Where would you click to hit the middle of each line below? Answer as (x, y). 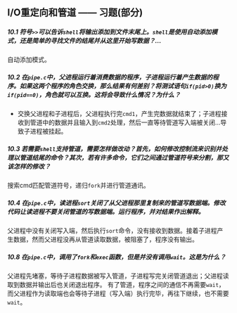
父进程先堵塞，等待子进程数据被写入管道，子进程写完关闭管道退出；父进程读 (118, 276)
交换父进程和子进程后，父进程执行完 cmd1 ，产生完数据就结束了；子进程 (119, 114)
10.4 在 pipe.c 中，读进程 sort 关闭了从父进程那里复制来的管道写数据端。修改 (117, 203)
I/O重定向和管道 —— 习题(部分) (75, 13)
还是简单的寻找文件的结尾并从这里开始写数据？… (90, 40)
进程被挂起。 (49, 132)
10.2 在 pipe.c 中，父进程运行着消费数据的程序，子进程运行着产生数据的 (110, 77)
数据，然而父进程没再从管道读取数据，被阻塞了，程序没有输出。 (105, 239)
